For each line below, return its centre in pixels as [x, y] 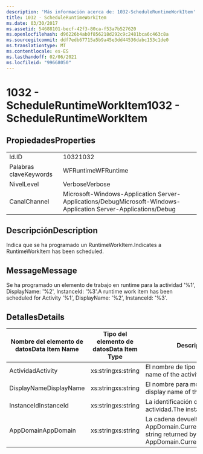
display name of [168, 392]
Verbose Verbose [86, 184]
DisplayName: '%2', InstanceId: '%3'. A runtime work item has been [90, 292]
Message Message [42, 270]
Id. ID [16, 157]
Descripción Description [52, 230]
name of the [163, 374]
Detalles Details [36, 317]
